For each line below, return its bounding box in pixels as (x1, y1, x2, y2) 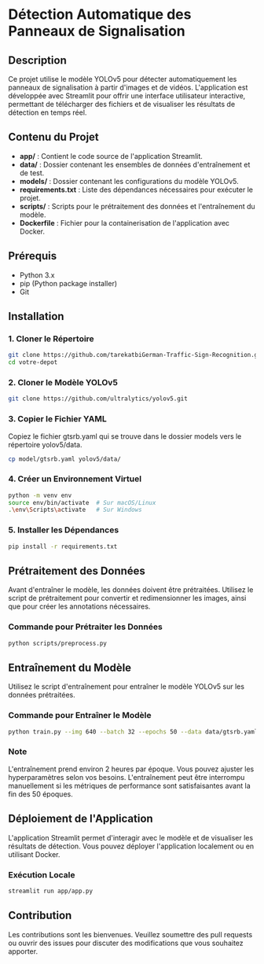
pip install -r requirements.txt (8, 543, 118, 550)
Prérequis (8, 249, 57, 263)
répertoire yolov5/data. (8, 440, 82, 449)
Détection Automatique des (8, 6, 192, 24)
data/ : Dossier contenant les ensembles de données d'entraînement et (19, 160, 251, 169)
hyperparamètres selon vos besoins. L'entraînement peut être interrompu (8, 772, 245, 782)
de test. (19, 167, 45, 178)
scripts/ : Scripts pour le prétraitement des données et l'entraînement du (19, 201, 255, 211)
